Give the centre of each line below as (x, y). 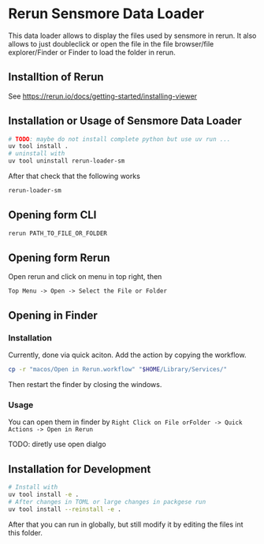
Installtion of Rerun (56, 77)
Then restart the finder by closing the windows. (85, 384)
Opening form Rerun (59, 258)
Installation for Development (80, 469)
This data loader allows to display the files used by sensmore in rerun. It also (132, 35)
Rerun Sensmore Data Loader (106, 14)
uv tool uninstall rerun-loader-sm (67, 161)
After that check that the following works (74, 176)
